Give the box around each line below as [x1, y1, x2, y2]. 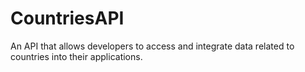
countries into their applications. [10, 50, 143, 62]
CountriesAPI [10, 7, 125, 30]
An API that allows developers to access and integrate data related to [10, 40, 295, 52]
